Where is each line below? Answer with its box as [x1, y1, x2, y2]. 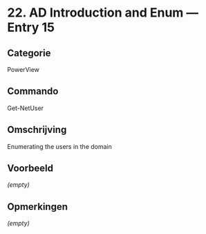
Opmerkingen [7, 201, 68, 213]
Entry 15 [7, 19, 55, 35]
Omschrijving [7, 124, 67, 136]
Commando [7, 85, 59, 98]
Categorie [7, 47, 51, 59]
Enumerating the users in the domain [7, 142, 112, 150]
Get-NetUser [7, 104, 44, 112]
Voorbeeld [7, 163, 54, 174]
